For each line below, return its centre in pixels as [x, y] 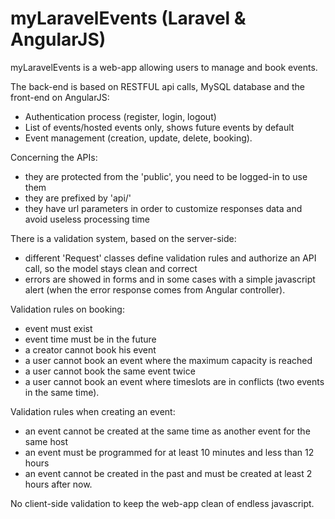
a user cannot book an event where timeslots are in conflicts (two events [174, 381]
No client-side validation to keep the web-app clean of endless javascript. [162, 503]
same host [46, 441]
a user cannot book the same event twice [110, 371]
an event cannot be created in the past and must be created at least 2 [168, 473]
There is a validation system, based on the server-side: [123, 238]
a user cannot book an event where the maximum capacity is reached [168, 360]
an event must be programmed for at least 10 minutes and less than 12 [169, 452]
